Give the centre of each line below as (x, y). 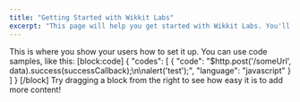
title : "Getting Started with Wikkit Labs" (92, 17)
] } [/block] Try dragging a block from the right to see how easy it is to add (146, 80)
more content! (35, 89)
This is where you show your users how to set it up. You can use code (138, 51)
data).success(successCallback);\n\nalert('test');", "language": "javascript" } (150, 70)
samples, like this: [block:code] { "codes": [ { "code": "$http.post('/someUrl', (150, 61)
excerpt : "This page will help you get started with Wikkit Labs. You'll (150, 26)
